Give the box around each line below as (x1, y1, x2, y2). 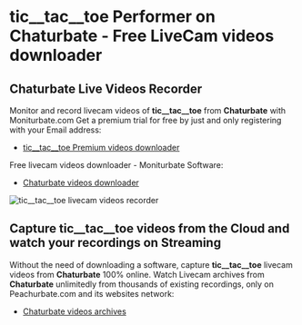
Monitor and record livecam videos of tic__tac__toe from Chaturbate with (9, 105, 287, 115)
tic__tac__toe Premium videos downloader (22, 143, 180, 153)
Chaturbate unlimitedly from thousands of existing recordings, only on (9, 279, 275, 290)
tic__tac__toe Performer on (9, 6, 216, 27)
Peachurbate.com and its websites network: (9, 288, 175, 299)
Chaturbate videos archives (22, 306, 127, 317)
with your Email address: (9, 124, 102, 135)
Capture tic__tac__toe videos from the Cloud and (9, 221, 290, 237)
